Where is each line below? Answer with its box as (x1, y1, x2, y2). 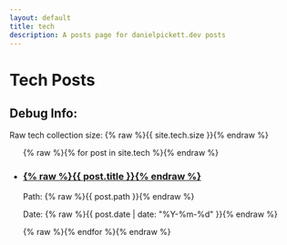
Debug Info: (9, 106, 77, 121)
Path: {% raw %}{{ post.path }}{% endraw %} (22, 190, 195, 201)
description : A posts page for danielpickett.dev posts (9, 30, 226, 39)
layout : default (9, 13, 71, 23)
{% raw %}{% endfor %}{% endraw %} (22, 226, 171, 237)
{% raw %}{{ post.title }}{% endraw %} (22, 170, 202, 183)
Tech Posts (9, 69, 96, 90)
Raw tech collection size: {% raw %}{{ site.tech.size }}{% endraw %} (9, 129, 269, 141)
